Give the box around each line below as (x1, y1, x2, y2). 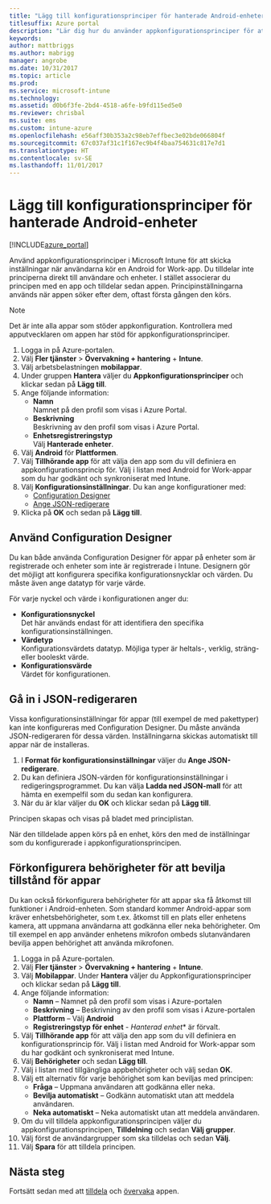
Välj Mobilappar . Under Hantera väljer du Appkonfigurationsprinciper (20, 970, 252, 980)
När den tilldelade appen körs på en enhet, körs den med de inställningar (9, 829, 250, 838)
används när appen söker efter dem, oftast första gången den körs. (9, 290, 232, 300)
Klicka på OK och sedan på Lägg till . (20, 508, 142, 518)
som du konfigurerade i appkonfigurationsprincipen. (9, 838, 182, 847)
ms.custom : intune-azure (9, 124, 92, 132)
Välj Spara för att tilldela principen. (20, 1141, 136, 1152)
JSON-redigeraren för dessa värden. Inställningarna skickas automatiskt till (9, 730, 258, 741)
